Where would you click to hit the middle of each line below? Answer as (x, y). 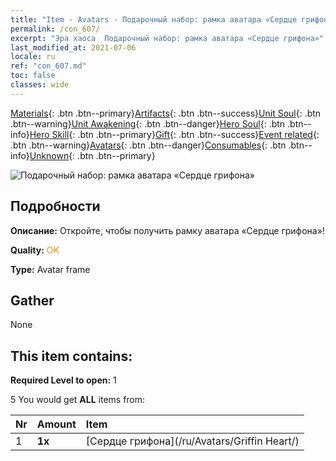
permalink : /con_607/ (55, 29)
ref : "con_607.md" (48, 66)
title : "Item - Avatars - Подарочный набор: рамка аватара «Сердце (154, 19)
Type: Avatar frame (50, 269)
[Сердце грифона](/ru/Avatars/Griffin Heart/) (192, 441)
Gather (32, 300)
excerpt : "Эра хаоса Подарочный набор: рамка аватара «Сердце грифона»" (167, 38)
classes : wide (40, 85)
